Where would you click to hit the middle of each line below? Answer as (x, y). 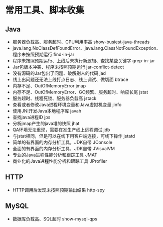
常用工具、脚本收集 (45, 10)
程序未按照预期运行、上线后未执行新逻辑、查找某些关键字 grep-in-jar (84, 61)
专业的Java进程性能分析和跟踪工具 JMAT (55, 155)
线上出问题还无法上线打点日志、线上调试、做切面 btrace (70, 79)
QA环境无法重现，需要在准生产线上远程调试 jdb (61, 130)
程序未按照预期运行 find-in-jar (43, 54)
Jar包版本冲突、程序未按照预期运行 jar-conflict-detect (68, 67)
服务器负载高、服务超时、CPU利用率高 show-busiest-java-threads (81, 42)
